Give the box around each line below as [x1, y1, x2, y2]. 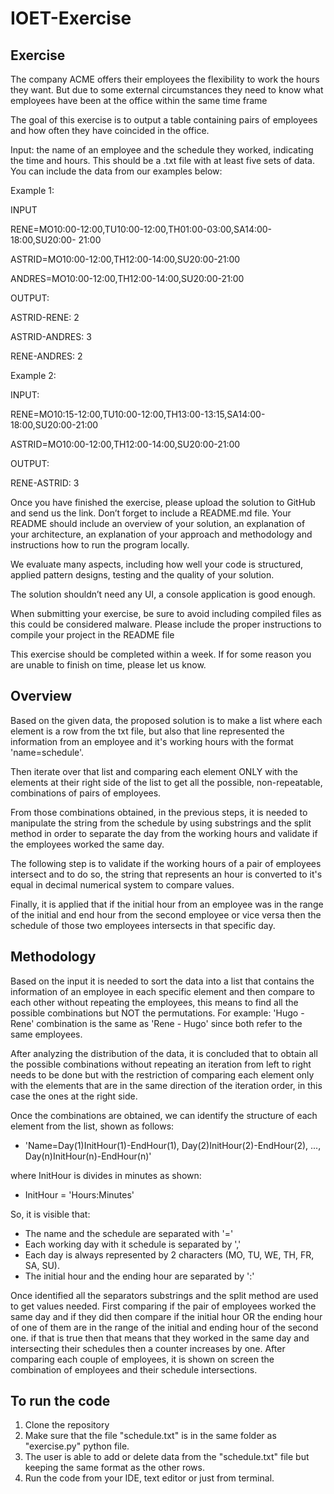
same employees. [10, 1028, 83, 1040]
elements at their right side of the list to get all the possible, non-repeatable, [10, 776, 323, 788]
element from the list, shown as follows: [10, 1120, 175, 1132]
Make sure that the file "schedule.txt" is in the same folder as [24, 1430, 277, 1442]
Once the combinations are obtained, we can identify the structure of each [10, 1109, 318, 1121]
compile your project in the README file [10, 629, 175, 641]
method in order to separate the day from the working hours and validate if [10, 827, 318, 839]
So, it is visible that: [10, 1208, 91, 1220]
